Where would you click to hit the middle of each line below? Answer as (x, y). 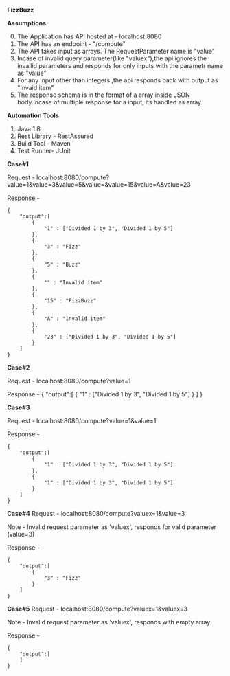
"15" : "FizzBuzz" (70, 301)
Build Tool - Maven (44, 143)
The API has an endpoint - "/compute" (71, 44)
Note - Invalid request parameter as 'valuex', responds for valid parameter (112, 527)
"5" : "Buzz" (62, 264)
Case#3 (19, 407)
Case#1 (18, 164)
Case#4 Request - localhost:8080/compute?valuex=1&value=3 (96, 514)
